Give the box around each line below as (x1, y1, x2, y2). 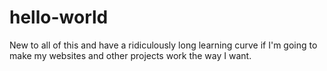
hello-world (9, 6, 109, 29)
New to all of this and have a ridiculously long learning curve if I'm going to (9, 39, 318, 51)
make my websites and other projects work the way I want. (9, 49, 252, 61)
